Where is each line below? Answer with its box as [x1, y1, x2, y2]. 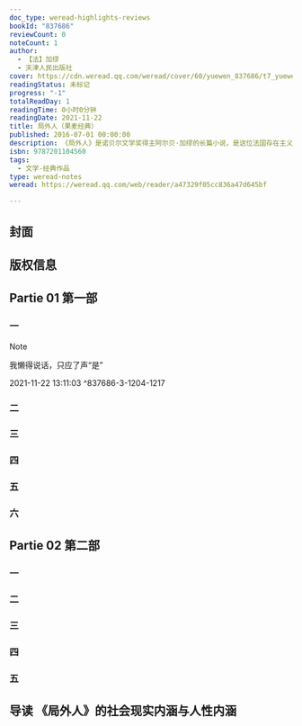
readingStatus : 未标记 [9, 80, 91, 89]
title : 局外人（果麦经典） [9, 122, 99, 131]
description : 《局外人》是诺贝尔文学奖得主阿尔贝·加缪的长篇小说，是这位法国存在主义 [9, 139, 294, 148]
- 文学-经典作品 [17, 164, 70, 173]
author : [9, 47, 39, 56]
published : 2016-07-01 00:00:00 [9, 130, 130, 139]
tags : [9, 155, 30, 165]
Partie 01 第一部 [9, 291, 98, 306]
